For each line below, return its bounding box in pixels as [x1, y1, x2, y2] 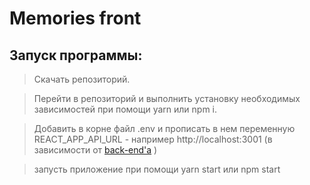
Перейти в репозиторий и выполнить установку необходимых [33, 93, 301, 104]
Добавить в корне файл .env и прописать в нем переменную [33, 123, 296, 134]
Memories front [9, 7, 142, 30]
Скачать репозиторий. [33, 73, 131, 85]
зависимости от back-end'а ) [33, 144, 158, 156]
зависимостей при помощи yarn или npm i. [33, 103, 218, 115]
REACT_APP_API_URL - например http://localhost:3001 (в [33, 133, 273, 145]
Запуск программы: [9, 47, 143, 64]
